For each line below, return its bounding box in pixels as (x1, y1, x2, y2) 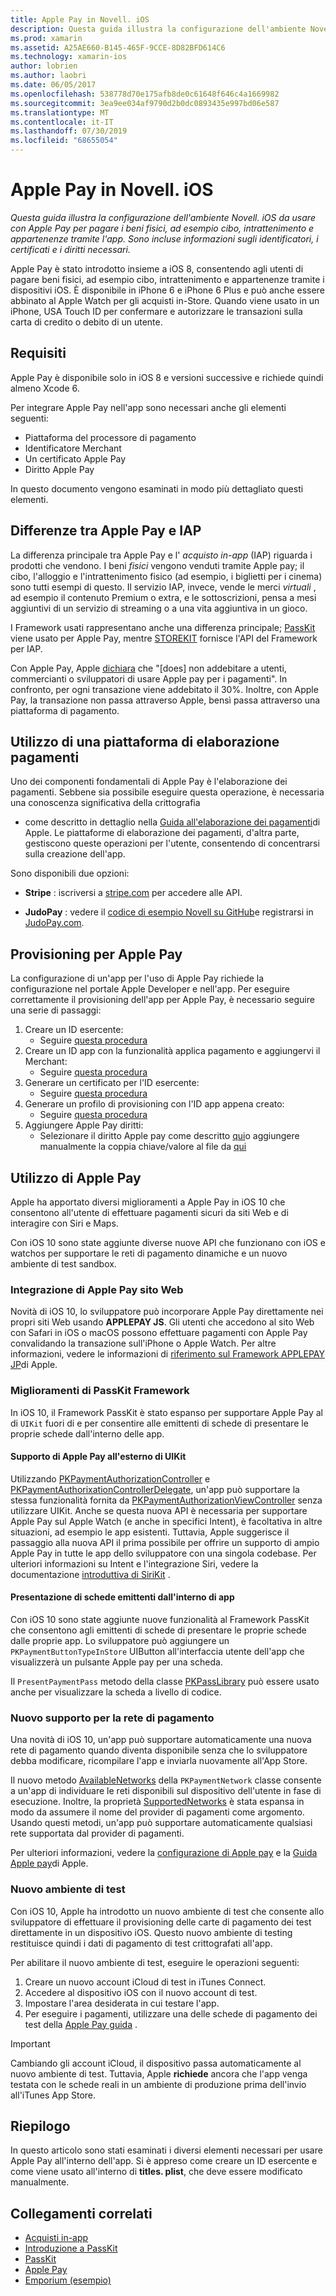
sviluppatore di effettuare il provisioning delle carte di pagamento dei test (10, 1916, 312, 1928)
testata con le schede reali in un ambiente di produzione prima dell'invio (10, 2078, 307, 2090)
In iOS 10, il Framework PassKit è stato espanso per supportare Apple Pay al (10, 1406, 323, 1418)
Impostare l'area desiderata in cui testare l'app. (24, 1997, 220, 2009)
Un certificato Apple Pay (24, 452, 127, 465)
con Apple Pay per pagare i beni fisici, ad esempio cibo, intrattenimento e (10, 222, 315, 234)
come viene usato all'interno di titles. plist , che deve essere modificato (10, 2166, 303, 2178)
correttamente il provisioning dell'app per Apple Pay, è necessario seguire (10, 994, 315, 1006)
